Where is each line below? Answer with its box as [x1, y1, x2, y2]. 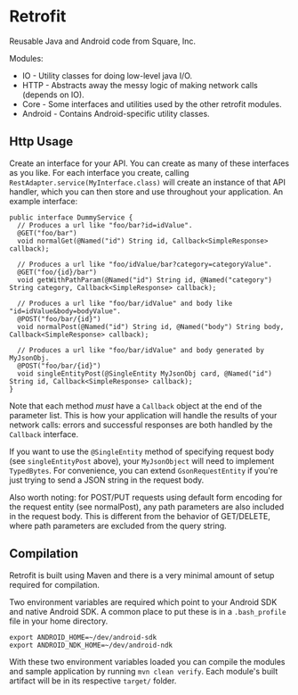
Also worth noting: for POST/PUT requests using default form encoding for [9, 492, 283, 502]
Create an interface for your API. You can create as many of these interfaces [9, 158, 290, 169]
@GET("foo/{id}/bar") [17, 268, 98, 277]
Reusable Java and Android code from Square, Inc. [9, 36, 197, 46]
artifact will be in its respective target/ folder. [9, 675, 177, 686]
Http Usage [9, 134, 74, 149]
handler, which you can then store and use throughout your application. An [9, 186, 284, 197]
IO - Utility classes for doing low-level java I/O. [21, 70, 193, 81]
